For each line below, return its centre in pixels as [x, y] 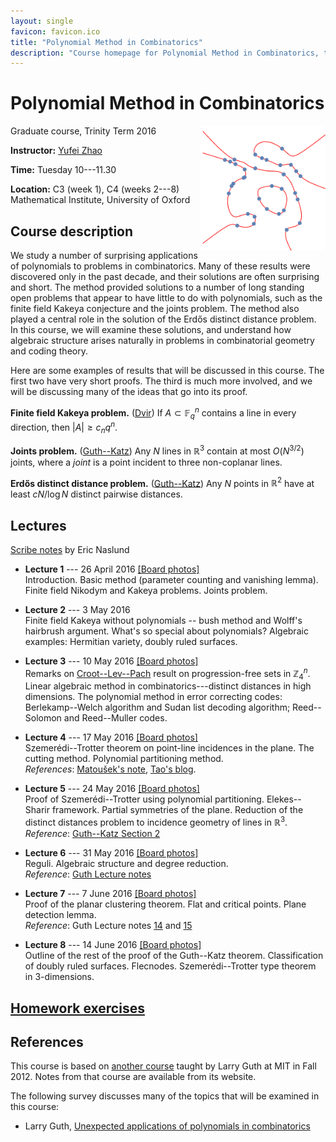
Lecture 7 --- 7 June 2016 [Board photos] [110, 894]
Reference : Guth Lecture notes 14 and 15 [108, 926]
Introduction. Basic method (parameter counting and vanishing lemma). [171, 580]
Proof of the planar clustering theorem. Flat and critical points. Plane [165, 904]
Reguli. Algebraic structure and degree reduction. [126, 864]
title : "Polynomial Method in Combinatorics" [106, 42]
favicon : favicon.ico [55, 31]
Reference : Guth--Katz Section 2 [92, 834]
